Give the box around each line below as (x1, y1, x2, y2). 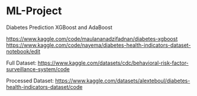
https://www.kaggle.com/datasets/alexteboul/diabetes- (55, 77, 190, 84)
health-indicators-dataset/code (6, 83, 83, 90)
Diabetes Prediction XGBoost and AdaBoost (6, 24, 112, 31)
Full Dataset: (6, 59, 37, 66)
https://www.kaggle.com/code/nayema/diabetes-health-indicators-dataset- (6, 41, 191, 49)
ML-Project (6, 4, 62, 18)
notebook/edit (6, 47, 41, 55)
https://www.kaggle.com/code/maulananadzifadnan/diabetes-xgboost (6, 35, 178, 42)
